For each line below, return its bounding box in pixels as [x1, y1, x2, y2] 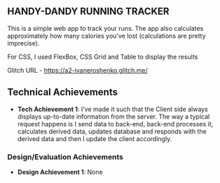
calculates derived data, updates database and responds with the [17, 127, 207, 136]
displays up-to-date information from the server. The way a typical [17, 112, 210, 121]
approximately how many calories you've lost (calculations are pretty [7, 31, 206, 40]
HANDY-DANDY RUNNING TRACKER [7, 6, 170, 17]
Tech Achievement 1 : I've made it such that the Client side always [17, 105, 208, 113]
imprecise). [7, 38, 40, 47]
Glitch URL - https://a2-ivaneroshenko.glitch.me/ [7, 66, 149, 74]
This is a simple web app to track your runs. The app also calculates [7, 24, 204, 32]
